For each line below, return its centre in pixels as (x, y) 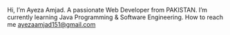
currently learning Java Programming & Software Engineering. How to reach (115, 17)
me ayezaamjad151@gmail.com (51, 24)
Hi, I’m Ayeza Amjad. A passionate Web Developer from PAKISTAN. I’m (107, 10)
